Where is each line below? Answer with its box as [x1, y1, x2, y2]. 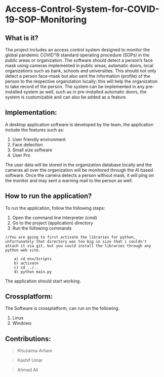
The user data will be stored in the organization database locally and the [5, 162, 152, 168]
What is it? [5, 34, 39, 42]
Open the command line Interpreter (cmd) [12, 214, 97, 221]
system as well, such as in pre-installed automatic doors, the [23, 89, 147, 94]
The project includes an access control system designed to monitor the [5, 47, 150, 52]
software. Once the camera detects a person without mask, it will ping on [5, 172, 154, 178]
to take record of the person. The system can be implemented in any [5, 84, 145, 90]
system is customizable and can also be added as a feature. [5, 94, 127, 100]
